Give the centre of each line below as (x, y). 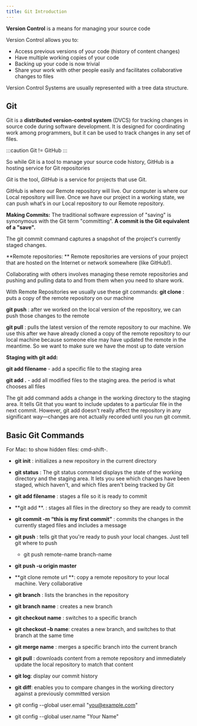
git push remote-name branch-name (68, 555)
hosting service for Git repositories (48, 168)
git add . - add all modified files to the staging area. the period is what (91, 380)
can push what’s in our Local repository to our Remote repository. (85, 203)
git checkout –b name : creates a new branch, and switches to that (95, 629)
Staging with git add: (32, 358)
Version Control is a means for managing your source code (79, 28)
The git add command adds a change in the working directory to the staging (98, 398)
